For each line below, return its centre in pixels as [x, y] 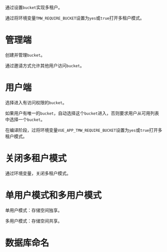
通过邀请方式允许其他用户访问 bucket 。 [45, 65]
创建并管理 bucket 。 [25, 55]
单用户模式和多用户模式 [53, 195]
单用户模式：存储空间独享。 [34, 210]
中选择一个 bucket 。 [25, 119]
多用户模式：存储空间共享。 [34, 221]
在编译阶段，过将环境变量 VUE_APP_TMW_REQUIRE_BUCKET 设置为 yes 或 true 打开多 [84, 130]
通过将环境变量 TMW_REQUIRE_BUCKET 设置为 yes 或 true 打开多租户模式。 [75, 18]
